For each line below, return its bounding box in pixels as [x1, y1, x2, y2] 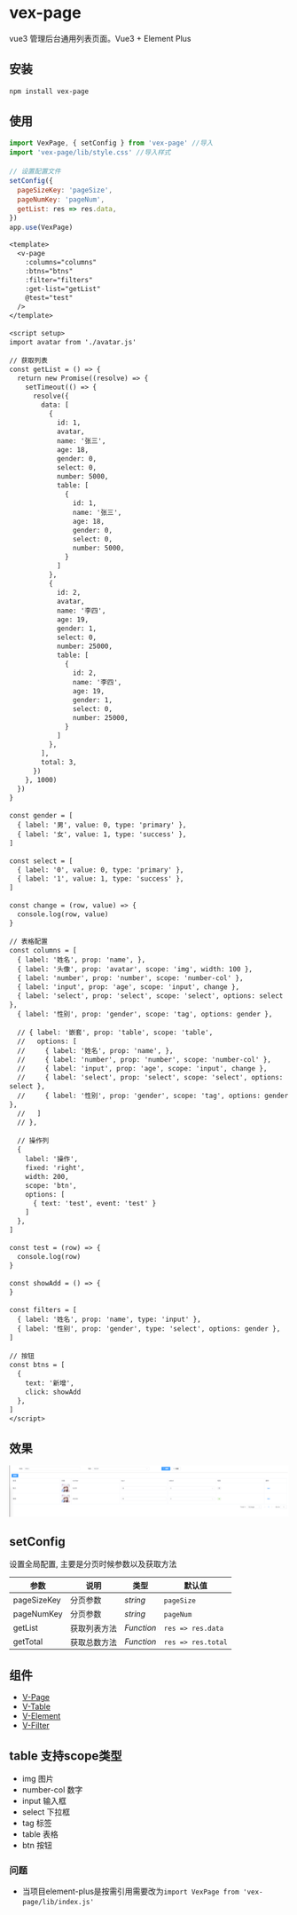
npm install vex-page [9, 87, 90, 96]
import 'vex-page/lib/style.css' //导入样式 [9, 148, 171, 157]
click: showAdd [25, 1388, 82, 1397]
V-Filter [21, 1721, 51, 1731]
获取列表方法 [70, 1623, 118, 1634]
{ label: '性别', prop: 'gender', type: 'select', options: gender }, [17, 1325, 281, 1333]
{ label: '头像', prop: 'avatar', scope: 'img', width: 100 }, [17, 965, 254, 974]
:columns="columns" [25, 258, 98, 267]
